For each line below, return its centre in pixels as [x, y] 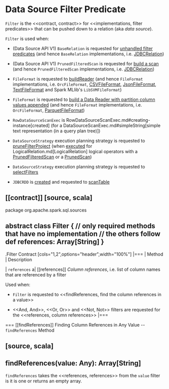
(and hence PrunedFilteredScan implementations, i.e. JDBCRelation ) [83, 69]
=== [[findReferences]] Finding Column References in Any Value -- [75, 325]
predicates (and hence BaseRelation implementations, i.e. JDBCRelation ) [88, 54]
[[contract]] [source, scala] [49, 198]
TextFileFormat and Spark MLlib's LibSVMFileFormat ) [67, 89]
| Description [19, 259]
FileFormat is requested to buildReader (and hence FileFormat [78, 79]
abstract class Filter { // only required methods [80, 226]
